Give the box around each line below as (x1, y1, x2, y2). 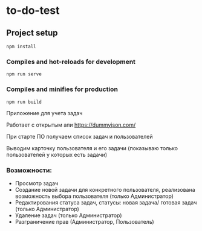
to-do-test (6, 4, 60, 17)
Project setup (6, 28, 59, 38)
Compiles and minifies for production (6, 85, 118, 93)
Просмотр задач (15, 179, 59, 187)
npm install (6, 43, 36, 49)
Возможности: (6, 166, 53, 174)
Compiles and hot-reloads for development (6, 57, 136, 66)
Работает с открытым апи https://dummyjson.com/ (6, 121, 136, 128)
